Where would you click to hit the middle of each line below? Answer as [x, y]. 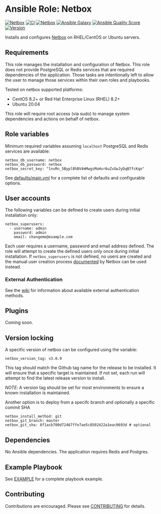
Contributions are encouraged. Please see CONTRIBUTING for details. [75, 506]
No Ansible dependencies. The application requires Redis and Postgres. [77, 452]
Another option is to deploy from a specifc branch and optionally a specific [80, 402]
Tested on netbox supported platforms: [44, 89]
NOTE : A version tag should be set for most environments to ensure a [75, 388]
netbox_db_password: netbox [34, 164]
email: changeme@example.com [43, 237]
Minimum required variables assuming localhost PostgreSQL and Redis [77, 146]
